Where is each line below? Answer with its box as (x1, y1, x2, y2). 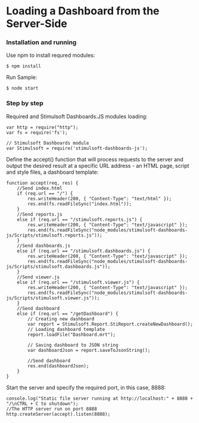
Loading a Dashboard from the (6, 4, 160, 18)
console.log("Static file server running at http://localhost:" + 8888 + (6, 396, 194, 401)
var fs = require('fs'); (6, 130, 68, 136)
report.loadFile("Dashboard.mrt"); (27, 332, 116, 338)
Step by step (6, 99, 43, 108)
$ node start (6, 85, 39, 91)
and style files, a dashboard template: (6, 168, 99, 176)
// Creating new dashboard (27, 315, 95, 322)
